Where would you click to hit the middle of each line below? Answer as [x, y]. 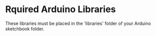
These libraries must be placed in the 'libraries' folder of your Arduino [78, 23]
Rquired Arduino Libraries [60, 9]
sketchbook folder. [25, 28]
